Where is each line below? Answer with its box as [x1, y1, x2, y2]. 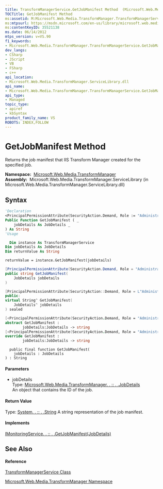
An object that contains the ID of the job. [12, 387, 93, 393]
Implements [5, 420, 30, 426]
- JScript [5, 57, 25, 62]
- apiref [5, 106, 23, 112]
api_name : [5, 84, 25, 89]
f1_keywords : [5, 39, 32, 44]
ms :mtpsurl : [5, 20, 29, 26]
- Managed [5, 98, 25, 102]
